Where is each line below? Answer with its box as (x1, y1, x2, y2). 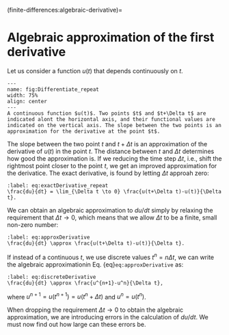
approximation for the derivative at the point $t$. (7, 128, 161, 135)
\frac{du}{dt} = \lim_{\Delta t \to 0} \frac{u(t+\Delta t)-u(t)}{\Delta (7, 188, 222, 195)
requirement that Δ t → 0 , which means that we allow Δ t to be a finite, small (7, 213, 217, 222)
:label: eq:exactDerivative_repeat (7, 182, 109, 189)
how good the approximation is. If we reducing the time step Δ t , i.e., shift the (7, 154, 222, 163)
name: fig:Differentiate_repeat (7, 85, 99, 93)
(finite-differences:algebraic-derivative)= (7, 6, 123, 14)
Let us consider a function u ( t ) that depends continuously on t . (7, 66, 183, 75)
